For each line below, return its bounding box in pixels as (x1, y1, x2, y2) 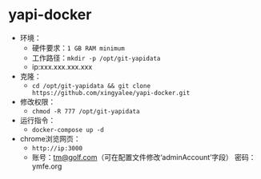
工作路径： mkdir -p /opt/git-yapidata (31, 53, 161, 62)
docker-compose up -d (31, 125, 104, 133)
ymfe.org (31, 161, 62, 171)
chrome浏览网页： (19, 133, 81, 143)
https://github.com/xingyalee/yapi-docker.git (31, 89, 191, 97)
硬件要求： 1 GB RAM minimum (31, 42, 126, 53)
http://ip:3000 (31, 144, 82, 153)
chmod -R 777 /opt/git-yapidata (31, 107, 140, 115)
